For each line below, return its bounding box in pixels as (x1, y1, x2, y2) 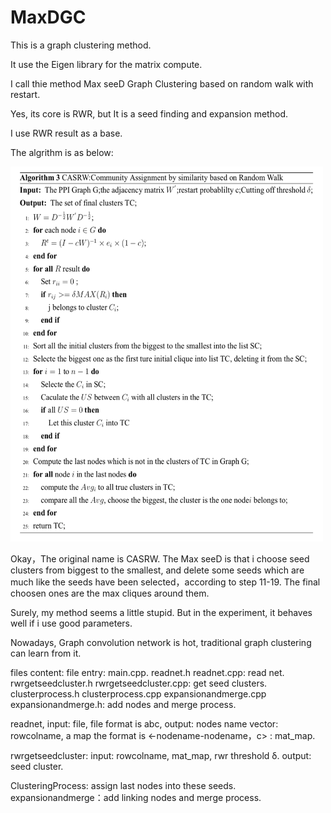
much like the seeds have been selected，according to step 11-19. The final (10, 576, 321, 588)
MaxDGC (10, 6, 87, 29)
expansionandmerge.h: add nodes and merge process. (10, 698, 237, 710)
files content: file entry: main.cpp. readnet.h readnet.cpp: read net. (10, 666, 285, 678)
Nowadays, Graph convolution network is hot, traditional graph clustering (10, 636, 312, 648)
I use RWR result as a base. (10, 127, 123, 139)
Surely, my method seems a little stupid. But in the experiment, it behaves (10, 606, 313, 618)
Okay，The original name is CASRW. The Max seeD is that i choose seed (10, 552, 310, 565)
